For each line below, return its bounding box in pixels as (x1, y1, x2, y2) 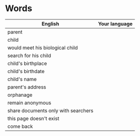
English (41, 20, 59, 27)
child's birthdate (7, 68, 45, 75)
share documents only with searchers (7, 107, 94, 114)
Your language (98, 20, 133, 27)
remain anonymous (7, 99, 52, 106)
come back (7, 123, 33, 130)
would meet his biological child (7, 44, 78, 51)
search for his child (7, 52, 52, 59)
